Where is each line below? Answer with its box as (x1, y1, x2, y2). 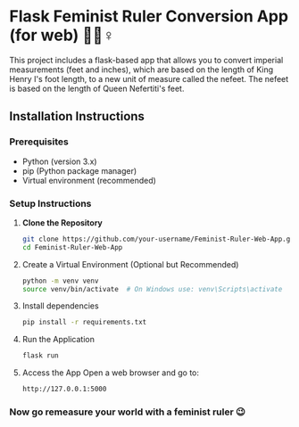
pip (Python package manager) (21, 165, 137, 176)
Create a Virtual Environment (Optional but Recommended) (21, 259, 239, 269)
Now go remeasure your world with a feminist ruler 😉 (9, 406, 245, 418)
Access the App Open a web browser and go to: (21, 367, 199, 378)
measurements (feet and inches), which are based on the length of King (9, 64, 274, 75)
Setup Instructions (9, 197, 92, 209)
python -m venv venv (21, 276, 99, 285)
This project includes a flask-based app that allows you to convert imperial (9, 54, 284, 65)
